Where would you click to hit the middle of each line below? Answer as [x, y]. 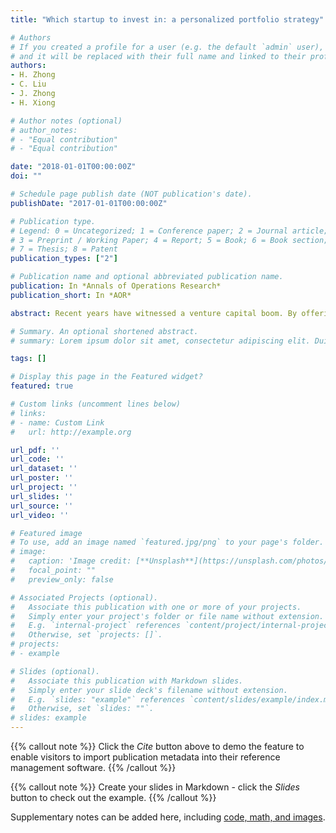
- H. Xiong [33, 102]
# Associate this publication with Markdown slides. [127, 681]
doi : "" [26, 176]
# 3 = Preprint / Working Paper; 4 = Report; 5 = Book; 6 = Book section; [169, 240]
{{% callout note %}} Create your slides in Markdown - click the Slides [155, 787]
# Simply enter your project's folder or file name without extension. [167, 616]
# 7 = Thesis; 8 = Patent [64, 249]
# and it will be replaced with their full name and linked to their [158, 56]
